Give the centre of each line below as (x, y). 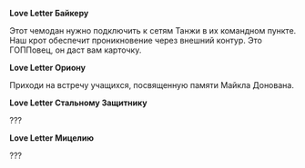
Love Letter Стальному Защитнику (78, 103)
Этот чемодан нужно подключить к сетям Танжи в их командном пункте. (153, 30)
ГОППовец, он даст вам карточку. (76, 50)
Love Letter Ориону (48, 68)
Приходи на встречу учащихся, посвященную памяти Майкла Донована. (152, 85)
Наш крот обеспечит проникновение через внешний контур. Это (136, 40)
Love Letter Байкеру (49, 13)
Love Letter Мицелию (51, 138)
